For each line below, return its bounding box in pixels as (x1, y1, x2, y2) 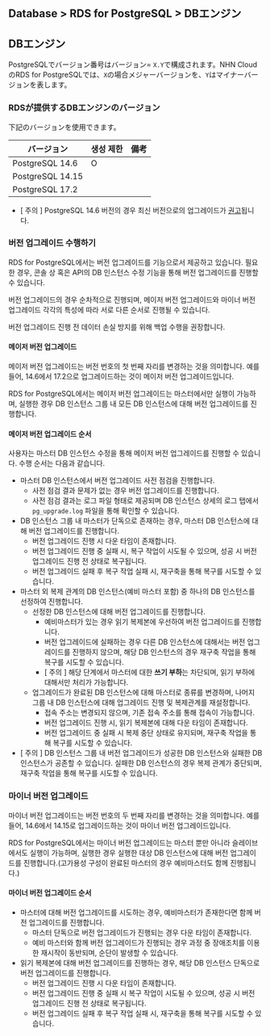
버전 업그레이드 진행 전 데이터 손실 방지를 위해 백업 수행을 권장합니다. (8, 321, 226, 332)
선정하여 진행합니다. (19, 597, 83, 606)
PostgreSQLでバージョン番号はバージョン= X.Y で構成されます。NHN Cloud (8, 60, 258, 69)
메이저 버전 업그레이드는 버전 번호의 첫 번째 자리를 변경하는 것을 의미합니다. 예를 (8, 362, 260, 371)
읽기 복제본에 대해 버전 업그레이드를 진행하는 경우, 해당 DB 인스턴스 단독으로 (19, 958, 260, 967)
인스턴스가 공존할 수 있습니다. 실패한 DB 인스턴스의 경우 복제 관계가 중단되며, (19, 758, 262, 768)
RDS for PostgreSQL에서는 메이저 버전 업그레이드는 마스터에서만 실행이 (8, 389, 235, 398)
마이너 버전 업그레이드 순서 (8, 888, 92, 898)
